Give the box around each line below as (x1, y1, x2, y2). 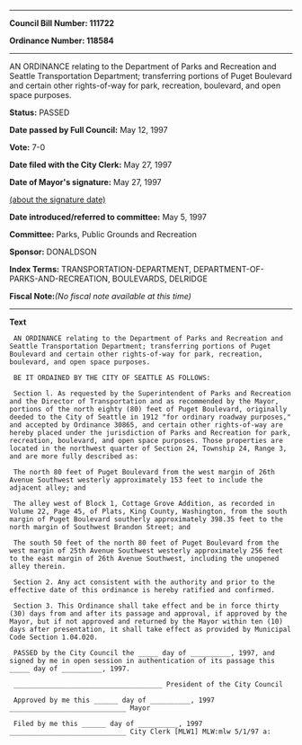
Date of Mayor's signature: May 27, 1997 (9, 177, 162, 187)
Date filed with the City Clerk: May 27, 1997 (9, 159, 173, 170)
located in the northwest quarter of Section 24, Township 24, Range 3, (9, 444, 288, 453)
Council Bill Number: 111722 (9, 18, 115, 28)
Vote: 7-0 (9, 142, 46, 153)
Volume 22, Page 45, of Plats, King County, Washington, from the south (9, 507, 288, 516)
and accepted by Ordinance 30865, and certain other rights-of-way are (9, 421, 283, 430)
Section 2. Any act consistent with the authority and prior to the (13, 578, 276, 587)
